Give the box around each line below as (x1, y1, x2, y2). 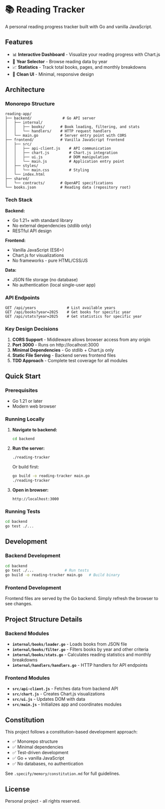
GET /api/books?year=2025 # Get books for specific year (5, 310, 132, 315)
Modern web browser (12, 403, 57, 409)
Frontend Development (5, 584, 62, 591)
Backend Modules (5, 630, 49, 637)
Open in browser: (12, 487, 49, 493)
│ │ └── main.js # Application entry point (5, 159, 125, 164)
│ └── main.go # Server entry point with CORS (5, 133, 127, 138)
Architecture (5, 85, 45, 94)
